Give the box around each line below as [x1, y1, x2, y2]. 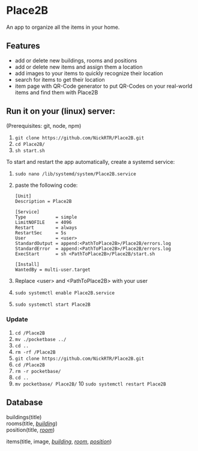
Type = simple [14, 214, 77, 220]
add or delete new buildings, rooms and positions [14, 56, 137, 64]
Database [6, 398, 43, 408]
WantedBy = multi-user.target [14, 267, 91, 273]
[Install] [14, 261, 40, 267]
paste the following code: [14, 181, 78, 189]
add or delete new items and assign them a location [14, 63, 143, 70]
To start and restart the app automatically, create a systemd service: [6, 158, 175, 165]
